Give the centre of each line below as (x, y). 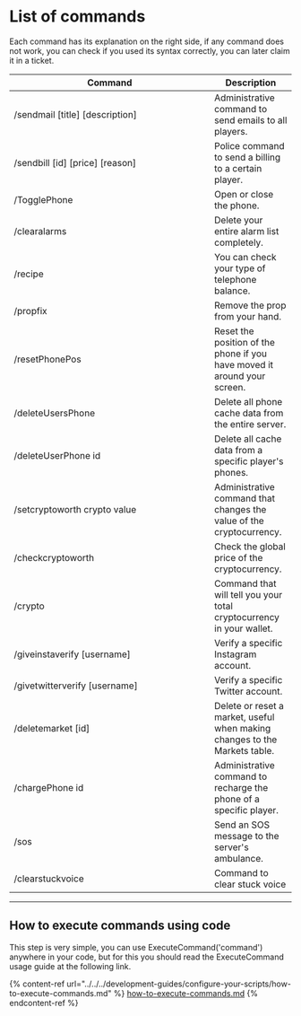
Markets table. (245, 750)
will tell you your (249, 594)
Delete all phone (249, 401)
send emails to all (251, 120)
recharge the (241, 787)
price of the (239, 557)
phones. (232, 472)
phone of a (237, 799)
